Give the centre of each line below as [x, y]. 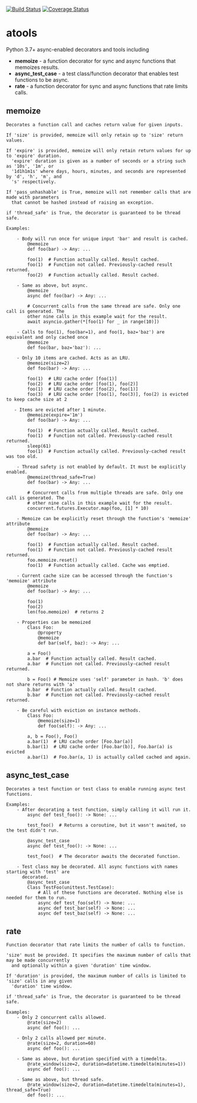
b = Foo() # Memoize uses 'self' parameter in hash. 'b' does [105, 679]
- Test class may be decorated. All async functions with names [97, 867]
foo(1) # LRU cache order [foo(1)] [72, 379]
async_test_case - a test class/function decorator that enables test [96, 73]
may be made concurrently [38, 961]
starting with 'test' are [38, 872]
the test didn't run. [33, 830]
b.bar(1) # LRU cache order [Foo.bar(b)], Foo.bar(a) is [100, 746]
